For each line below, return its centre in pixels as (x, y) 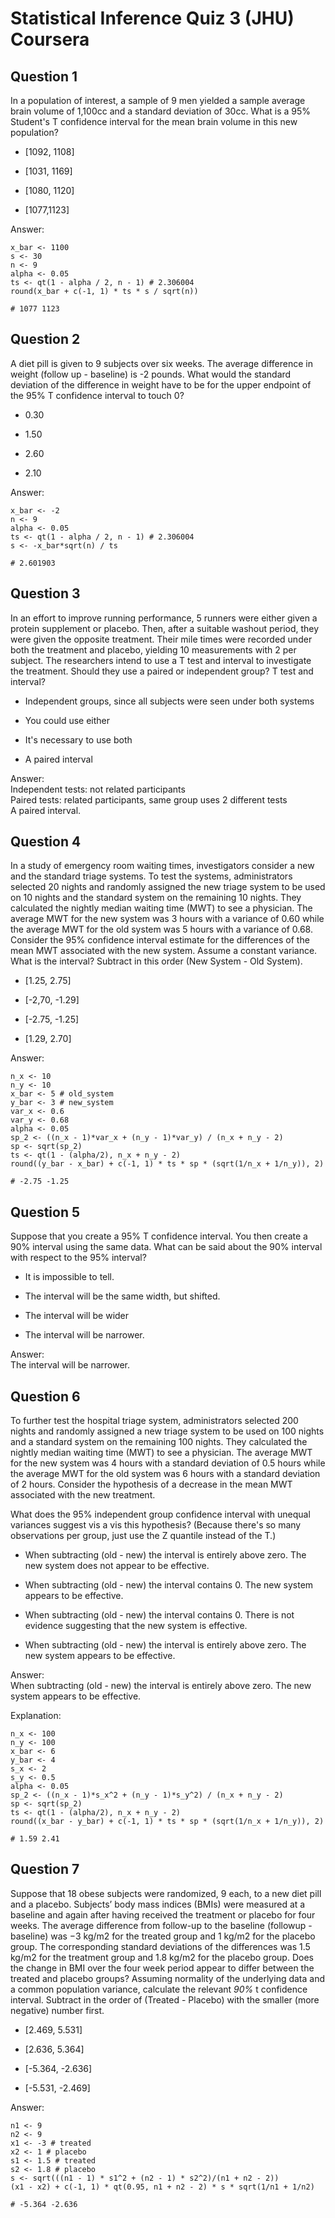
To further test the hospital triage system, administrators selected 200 (154, 1421)
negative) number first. (57, 2010)
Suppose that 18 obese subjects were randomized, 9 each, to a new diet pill (166, 1893)
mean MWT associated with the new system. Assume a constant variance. (164, 951)
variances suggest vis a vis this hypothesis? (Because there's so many (156, 1525)
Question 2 (45, 339)
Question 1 (44, 76)
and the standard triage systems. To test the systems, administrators (151, 876)
